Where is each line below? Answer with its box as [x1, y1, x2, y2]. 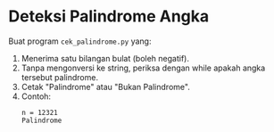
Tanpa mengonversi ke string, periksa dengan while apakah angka [21, 62, 266, 73]
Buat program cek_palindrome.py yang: [8, 36, 152, 46]
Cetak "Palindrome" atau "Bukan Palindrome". [21, 81, 191, 92]
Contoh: [21, 91, 51, 102]
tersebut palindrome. [21, 71, 99, 82]
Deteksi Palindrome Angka [8, 6, 210, 27]
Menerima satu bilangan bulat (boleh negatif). [21, 53, 189, 63]
